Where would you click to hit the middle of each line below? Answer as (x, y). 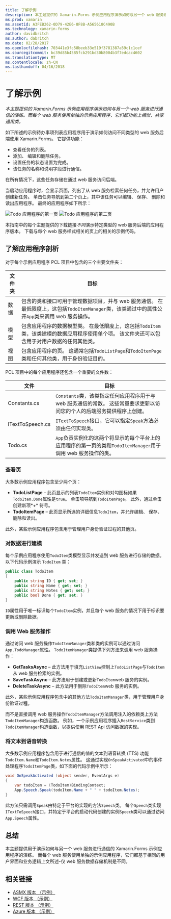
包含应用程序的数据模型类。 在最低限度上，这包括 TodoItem (91, 326)
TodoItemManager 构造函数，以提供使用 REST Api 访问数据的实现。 (74, 727)
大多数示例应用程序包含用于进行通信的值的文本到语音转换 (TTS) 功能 (77, 753)
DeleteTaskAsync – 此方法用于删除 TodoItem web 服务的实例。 (77, 686)
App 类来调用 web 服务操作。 (60, 316)
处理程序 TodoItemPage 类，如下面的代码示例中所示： (59, 766)
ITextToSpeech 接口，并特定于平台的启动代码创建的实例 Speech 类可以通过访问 (85, 811)
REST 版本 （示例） (33, 905)
